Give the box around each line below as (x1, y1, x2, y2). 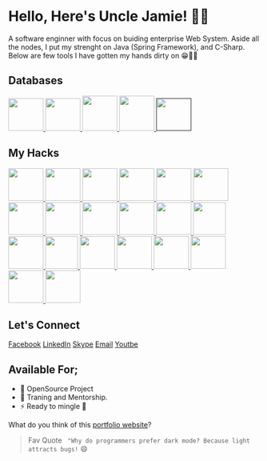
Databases (8, 74, 64, 87)
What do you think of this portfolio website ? (8, 420, 152, 430)
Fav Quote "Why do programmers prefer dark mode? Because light (27, 435, 250, 445)
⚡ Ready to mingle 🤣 (19, 402, 87, 411)
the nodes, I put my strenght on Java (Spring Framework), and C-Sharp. (8, 42, 245, 51)
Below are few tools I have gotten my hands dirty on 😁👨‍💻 (8, 50, 198, 60)
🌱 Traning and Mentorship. (19, 392, 108, 403)
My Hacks (8, 146, 60, 160)
